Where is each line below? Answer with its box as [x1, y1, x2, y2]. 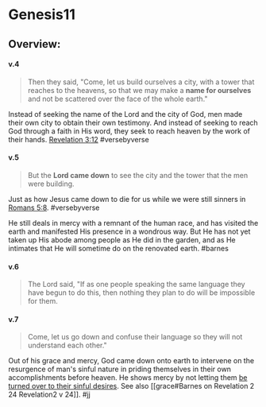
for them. [27, 297, 58, 306]
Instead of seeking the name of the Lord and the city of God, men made [8, 109, 243, 118]
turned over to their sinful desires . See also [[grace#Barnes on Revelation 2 [8, 382, 255, 391]
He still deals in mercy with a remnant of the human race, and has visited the [8, 218, 259, 227]
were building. [27, 179, 75, 188]
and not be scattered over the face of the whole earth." [27, 94, 208, 103]
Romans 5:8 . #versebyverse [8, 203, 100, 212]
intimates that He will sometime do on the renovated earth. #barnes [8, 243, 229, 253]
